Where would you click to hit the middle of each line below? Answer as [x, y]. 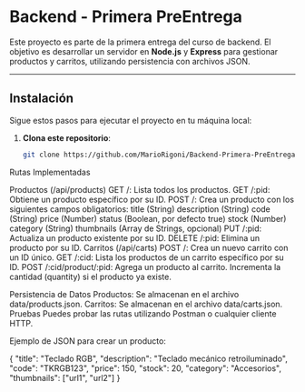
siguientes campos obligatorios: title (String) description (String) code [140, 209]
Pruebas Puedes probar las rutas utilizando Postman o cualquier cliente [143, 313]
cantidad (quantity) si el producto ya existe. [91, 276]
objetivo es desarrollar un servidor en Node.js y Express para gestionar [144, 51]
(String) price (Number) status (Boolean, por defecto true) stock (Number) [148, 218]
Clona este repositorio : [67, 137]
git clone [41, 155]
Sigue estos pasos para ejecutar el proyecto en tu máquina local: [131, 120]
